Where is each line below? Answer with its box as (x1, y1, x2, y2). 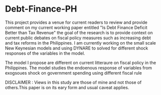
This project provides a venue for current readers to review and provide (5, 19, 147, 25)
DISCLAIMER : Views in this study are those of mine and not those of (5, 79, 142, 85)
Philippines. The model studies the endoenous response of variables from (5, 64, 152, 71)
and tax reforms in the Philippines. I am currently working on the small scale (5, 40, 156, 46)
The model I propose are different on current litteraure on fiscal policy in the (5, 60, 156, 65)
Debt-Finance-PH (5, 3, 77, 15)
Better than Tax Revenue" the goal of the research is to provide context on (5, 30, 153, 35)
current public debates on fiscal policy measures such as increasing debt (5, 35, 151, 41)
